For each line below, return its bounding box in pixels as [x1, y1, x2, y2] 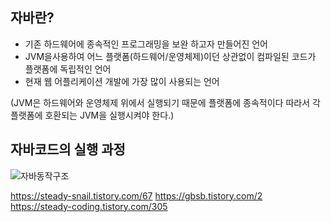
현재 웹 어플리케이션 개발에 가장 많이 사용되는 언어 [24, 75, 220, 87]
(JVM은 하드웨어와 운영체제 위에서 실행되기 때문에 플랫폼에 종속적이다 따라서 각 [10, 96, 321, 108]
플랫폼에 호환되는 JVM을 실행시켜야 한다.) [10, 109, 175, 121]
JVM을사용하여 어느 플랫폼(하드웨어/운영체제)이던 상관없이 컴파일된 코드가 [24, 50, 317, 62]
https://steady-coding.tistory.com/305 [10, 200, 168, 212]
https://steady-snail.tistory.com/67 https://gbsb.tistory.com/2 [10, 189, 263, 202]
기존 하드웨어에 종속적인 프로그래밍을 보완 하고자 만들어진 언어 [24, 38, 268, 50]
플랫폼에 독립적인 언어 [24, 63, 112, 75]
